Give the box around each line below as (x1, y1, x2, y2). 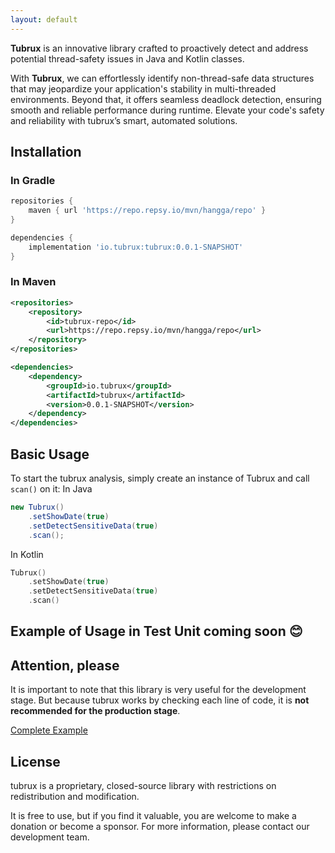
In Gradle (10, 173, 56, 187)
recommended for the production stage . (10, 705, 181, 717)
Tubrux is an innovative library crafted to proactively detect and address (10, 42, 309, 54)
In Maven (10, 275, 57, 289)
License (10, 753, 61, 770)
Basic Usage (10, 446, 90, 463)
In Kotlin (10, 548, 44, 560)
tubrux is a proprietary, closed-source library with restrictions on (10, 780, 277, 792)
